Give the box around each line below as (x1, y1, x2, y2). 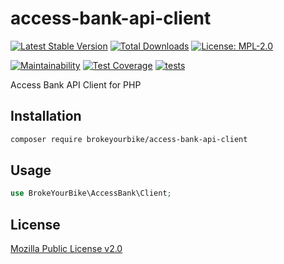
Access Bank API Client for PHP (10, 78, 142, 91)
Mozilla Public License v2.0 (10, 243, 123, 255)
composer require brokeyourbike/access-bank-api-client (10, 134, 248, 144)
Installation (10, 108, 82, 125)
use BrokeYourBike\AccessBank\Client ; (10, 188, 172, 199)
